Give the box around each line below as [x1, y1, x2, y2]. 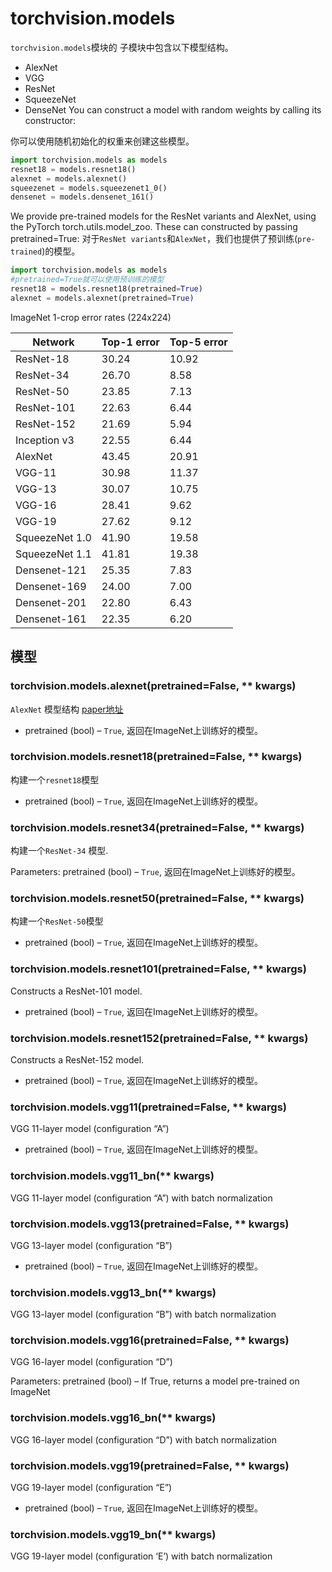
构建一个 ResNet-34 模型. [10, 845, 109, 857]
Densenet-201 [15, 595, 87, 609]
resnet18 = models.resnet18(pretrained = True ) [10, 284, 203, 294]
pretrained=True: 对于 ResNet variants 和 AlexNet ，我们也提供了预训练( [10, 233, 298, 245]
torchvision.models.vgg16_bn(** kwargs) [10, 1411, 217, 1425]
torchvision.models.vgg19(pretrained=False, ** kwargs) [10, 1458, 290, 1472]
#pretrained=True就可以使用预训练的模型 [10, 275, 165, 285]
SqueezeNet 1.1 [15, 547, 92, 561]
